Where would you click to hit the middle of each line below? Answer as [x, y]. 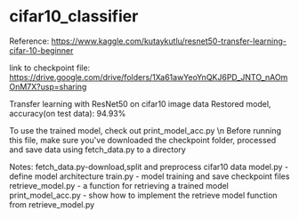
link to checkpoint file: [50, 68]
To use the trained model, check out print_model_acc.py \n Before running [145, 130]
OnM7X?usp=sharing [48, 86]
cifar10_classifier [74, 16]
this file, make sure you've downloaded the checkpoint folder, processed [143, 140]
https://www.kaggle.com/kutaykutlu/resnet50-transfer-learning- [169, 41]
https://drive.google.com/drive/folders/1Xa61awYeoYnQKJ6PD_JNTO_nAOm [149, 77]
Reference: [29, 41]
